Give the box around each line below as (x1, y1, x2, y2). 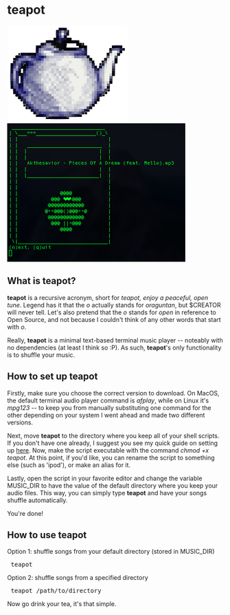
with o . (7, 323, 27, 331)
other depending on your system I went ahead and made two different (7, 411, 205, 419)
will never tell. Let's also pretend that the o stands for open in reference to (7, 308, 216, 316)
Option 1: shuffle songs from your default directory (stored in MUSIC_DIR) (7, 548, 215, 556)
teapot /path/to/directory (10, 587, 102, 595)
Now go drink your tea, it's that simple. (7, 600, 117, 608)
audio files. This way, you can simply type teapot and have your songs (7, 488, 207, 497)
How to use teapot (7, 529, 87, 541)
